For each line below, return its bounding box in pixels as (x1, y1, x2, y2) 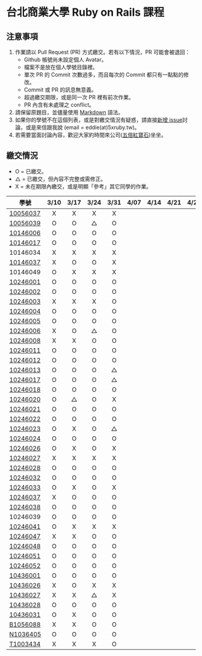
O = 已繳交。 (14, 167, 47, 175)
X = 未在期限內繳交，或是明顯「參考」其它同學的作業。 (14, 183, 152, 190)
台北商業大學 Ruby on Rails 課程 (6, 5, 165, 19)
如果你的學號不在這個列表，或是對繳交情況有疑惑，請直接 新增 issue (14, 116, 183, 123)
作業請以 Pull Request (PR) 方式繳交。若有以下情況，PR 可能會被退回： (14, 49, 191, 55)
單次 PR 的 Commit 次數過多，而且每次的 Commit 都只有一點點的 (23, 71, 184, 78)
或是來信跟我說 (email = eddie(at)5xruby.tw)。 (25, 124, 140, 131)
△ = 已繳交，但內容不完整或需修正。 (14, 175, 106, 183)
